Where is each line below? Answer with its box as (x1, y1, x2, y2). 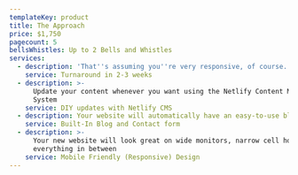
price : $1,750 (9, 29, 62, 38)
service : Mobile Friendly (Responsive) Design (25, 152, 200, 162)
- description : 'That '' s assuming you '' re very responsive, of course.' (17, 63, 292, 72)
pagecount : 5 (9, 37, 58, 47)
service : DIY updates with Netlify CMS (25, 103, 173, 112)
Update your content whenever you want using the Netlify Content (32, 87, 284, 95)
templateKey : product (9, 12, 90, 22)
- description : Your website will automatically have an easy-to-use (17, 111, 279, 120)
